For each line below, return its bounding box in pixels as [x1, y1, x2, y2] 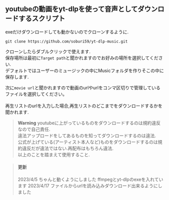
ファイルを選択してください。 [5, 91, 67, 97]
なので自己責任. [17, 126, 51, 132]
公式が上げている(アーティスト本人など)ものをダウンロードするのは [17, 139, 158, 145]
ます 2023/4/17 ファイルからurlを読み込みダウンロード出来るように [17, 183, 158, 189]
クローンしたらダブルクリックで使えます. [5, 48, 91, 54]
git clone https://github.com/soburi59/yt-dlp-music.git [5, 39, 128, 44]
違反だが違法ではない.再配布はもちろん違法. [22, 145, 114, 151]
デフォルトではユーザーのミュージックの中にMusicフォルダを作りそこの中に [5, 68, 164, 74]
